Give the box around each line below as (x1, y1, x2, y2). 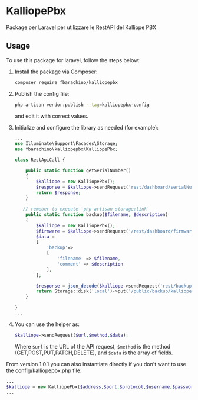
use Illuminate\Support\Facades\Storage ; (14, 141, 118, 147)
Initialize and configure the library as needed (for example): (14, 124, 159, 131)
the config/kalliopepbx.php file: (6, 367, 82, 374)
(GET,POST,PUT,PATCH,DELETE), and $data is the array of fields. (14, 349, 173, 356)
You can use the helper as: (14, 321, 80, 328)
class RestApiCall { (14, 157, 65, 163)
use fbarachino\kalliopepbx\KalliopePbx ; (14, 146, 118, 152)
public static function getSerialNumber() (25, 167, 131, 173)
